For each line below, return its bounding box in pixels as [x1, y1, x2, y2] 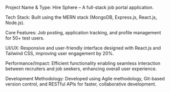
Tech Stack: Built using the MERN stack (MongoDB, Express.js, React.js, [5, 14, 157, 20]
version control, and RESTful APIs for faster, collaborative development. [5, 81, 157, 87]
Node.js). [5, 20, 25, 26]
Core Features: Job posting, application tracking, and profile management [5, 30, 161, 35]
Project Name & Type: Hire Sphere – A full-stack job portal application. [5, 5, 154, 10]
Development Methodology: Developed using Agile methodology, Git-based [5, 76, 165, 81]
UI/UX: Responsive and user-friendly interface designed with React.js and [5, 45, 161, 51]
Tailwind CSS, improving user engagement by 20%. [5, 51, 114, 56]
